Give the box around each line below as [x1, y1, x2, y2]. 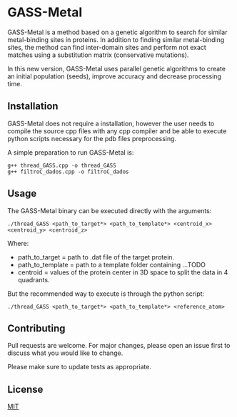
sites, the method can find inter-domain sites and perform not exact [7, 43, 207, 51]
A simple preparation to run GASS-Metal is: [7, 148, 134, 157]
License [7, 383, 44, 396]
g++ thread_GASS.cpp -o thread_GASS [7, 162, 116, 169]
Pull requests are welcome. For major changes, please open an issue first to [7, 341, 231, 350]
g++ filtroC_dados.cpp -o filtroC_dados [7, 168, 130, 175]
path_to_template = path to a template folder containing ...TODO [17, 260, 206, 269]
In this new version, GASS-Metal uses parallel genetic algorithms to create [7, 64, 226, 73]
